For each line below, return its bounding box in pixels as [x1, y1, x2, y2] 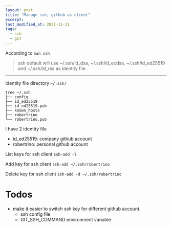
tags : [5, 27, 17, 32]
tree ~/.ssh [5, 90, 31, 95]
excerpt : [5, 17, 24, 22]
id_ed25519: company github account [12, 135, 92, 142]
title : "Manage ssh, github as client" [5, 12, 91, 17]
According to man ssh [5, 50, 50, 56]
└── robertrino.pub [5, 117, 47, 122]
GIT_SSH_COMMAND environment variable [20, 216, 111, 222]
